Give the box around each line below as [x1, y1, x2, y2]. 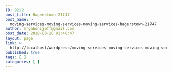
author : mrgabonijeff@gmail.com [5, 26, 74, 31]
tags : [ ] [5, 54, 27, 60]
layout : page [5, 36, 33, 41]
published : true [5, 50, 40, 55]
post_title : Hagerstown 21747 [5, 12, 70, 17]
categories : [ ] [5, 59, 40, 64]
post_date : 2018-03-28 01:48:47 [5, 31, 74, 36]
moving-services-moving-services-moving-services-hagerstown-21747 [10, 21, 157, 27]
